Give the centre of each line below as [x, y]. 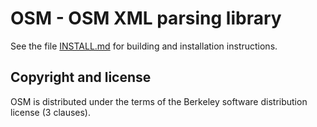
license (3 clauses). [51, 112]
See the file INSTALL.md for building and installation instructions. [144, 46]
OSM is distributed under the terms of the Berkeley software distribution [159, 101]
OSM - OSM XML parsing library [146, 18]
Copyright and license [81, 77]
